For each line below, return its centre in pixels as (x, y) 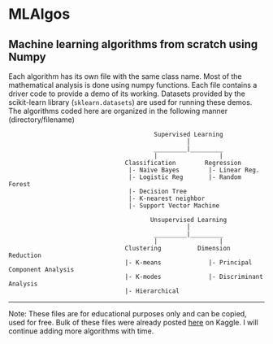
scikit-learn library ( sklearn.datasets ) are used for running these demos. (130, 102)
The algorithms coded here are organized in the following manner (118, 111)
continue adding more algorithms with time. (81, 331)
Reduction (25, 255)
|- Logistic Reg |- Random (185, 177)
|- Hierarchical (152, 291)
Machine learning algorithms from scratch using (133, 44)
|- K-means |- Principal (188, 263)
